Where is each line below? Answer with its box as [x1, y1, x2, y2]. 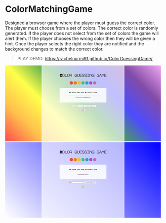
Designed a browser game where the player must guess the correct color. [5, 20, 156, 26]
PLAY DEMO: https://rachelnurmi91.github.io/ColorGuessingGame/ [17, 55, 153, 61]
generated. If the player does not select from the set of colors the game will [5, 30, 159, 36]
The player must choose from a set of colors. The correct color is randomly [5, 25, 159, 31]
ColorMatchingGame [5, 3, 93, 15]
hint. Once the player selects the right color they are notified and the [5, 40, 144, 46]
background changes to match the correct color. [5, 46, 104, 52]
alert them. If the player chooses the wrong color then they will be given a [5, 36, 155, 41]
